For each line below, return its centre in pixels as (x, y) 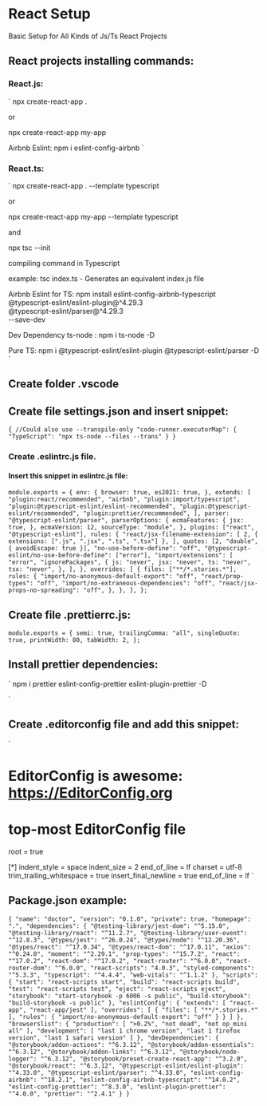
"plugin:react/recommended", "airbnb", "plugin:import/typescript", (124, 500)
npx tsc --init (29, 248)
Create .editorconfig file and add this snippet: (124, 725)
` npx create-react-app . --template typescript (84, 185)
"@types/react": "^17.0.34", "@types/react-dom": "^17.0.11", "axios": (130, 947)
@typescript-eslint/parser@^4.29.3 (66, 311)
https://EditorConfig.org (90, 793)
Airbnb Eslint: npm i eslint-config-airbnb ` (76, 148)
